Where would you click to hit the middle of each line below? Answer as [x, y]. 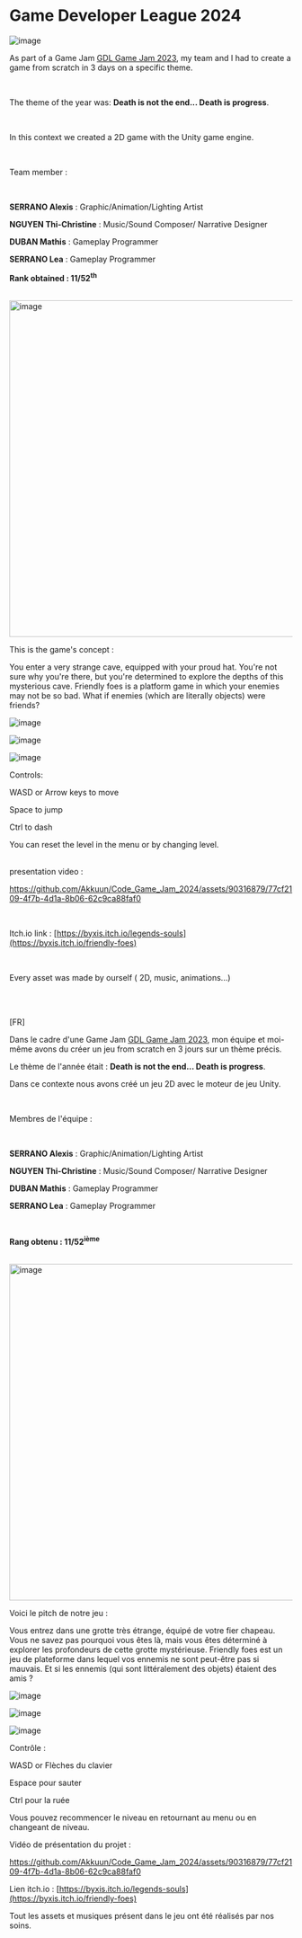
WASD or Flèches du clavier [61, 1765]
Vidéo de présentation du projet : [71, 1845]
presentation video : [46, 871]
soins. [20, 1925]
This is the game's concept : [62, 649]
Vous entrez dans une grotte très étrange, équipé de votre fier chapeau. [142, 1631]
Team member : [38, 172]
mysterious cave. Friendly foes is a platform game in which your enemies [145, 686]
